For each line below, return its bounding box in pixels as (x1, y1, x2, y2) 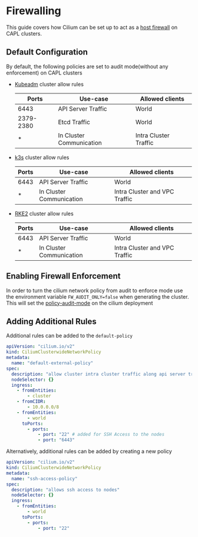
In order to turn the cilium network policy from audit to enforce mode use (6, 287, 183, 294)
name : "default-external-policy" (11, 360, 94, 366)
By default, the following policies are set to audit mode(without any (6, 63, 169, 70)
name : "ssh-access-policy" (11, 475, 78, 481)
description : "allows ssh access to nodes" (11, 487, 120, 493)
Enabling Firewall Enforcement (6, 271, 121, 282)
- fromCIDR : (16, 399, 46, 405)
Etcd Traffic (58, 118, 90, 126)
